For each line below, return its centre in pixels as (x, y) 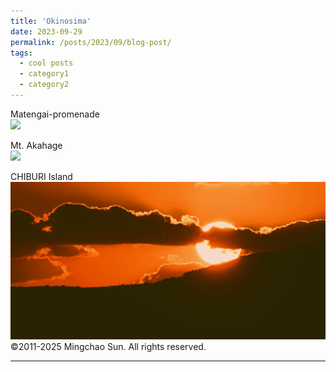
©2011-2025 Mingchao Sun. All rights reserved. (108, 346)
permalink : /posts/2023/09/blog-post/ (91, 42)
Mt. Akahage (36, 145)
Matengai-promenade (55, 114)
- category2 (44, 85)
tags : (21, 53)
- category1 (44, 74)
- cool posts (46, 63)
